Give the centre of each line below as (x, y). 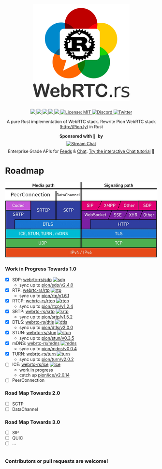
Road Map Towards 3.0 (33, 422)
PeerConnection (28, 380)
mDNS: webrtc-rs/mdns (36, 344)
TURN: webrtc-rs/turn (34, 354)
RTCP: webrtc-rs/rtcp (34, 301)
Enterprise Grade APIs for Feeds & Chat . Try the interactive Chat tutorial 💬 (81, 151)
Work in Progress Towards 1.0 (41, 269)
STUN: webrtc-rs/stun (34, 333)
